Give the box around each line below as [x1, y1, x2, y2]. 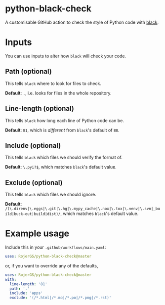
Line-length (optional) [5, 104, 74, 113]
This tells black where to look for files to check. [5, 80, 101, 87]
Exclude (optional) [5, 178, 63, 187]
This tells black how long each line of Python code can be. [5, 117, 124, 124]
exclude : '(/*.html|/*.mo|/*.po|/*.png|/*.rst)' [9, 295, 112, 301]
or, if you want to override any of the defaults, [5, 262, 98, 268]
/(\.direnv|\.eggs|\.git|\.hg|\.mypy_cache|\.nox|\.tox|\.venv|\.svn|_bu [5, 206, 161, 212]
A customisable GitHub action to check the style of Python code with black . [5, 19, 159, 25]
